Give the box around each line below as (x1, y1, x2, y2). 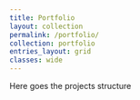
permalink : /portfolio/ (9, 30, 100, 39)
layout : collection (9, 22, 84, 31)
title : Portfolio (9, 13, 75, 23)
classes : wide (9, 55, 64, 65)
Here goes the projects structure (9, 81, 132, 91)
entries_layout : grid (9, 47, 92, 56)
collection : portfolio (9, 38, 95, 48)
